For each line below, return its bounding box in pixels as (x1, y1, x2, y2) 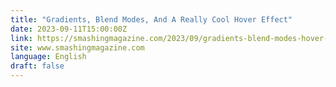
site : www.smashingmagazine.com (10, 42, 145, 53)
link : (10, 33, 33, 43)
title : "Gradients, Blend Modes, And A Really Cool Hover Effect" (10, 14, 293, 25)
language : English (10, 52, 87, 62)
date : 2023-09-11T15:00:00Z (10, 24, 128, 34)
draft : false (10, 61, 65, 71)
